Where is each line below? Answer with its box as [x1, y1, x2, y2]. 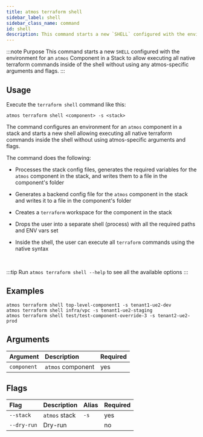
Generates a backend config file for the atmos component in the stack [14, 190, 188, 197]
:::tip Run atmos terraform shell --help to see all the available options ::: [6, 268, 188, 275]
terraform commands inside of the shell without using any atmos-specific [6, 61, 189, 68]
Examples [6, 286, 44, 297]
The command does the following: [6, 154, 92, 161]
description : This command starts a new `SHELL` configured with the [6, 31, 185, 38]
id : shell [6, 25, 31, 32]
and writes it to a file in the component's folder [14, 197, 132, 204]
